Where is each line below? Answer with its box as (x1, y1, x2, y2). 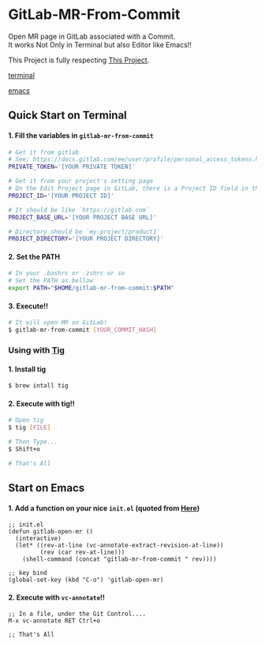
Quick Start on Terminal (8, 109, 128, 122)
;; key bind (8, 569, 47, 577)
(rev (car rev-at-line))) (39, 548, 125, 557)
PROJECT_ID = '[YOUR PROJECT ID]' (8, 192, 114, 200)
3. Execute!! (8, 301, 49, 311)
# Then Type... (8, 438, 58, 446)
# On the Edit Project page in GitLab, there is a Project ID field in (8, 185, 248, 192)
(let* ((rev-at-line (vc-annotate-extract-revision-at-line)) (15, 542, 224, 550)
